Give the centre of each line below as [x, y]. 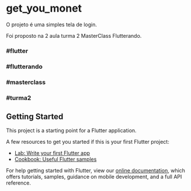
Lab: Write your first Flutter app [52, 153]
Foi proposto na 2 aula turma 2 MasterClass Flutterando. [74, 36]
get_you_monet [44, 8]
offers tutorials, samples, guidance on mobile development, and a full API [94, 177]
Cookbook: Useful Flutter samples [55, 160]
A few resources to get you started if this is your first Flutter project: [88, 142]
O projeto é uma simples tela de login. [52, 24]
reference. [18, 183]
